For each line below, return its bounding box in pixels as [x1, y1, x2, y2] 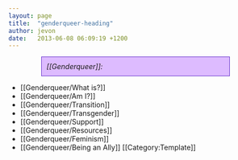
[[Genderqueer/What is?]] [19, 83, 106, 92]
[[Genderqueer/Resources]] [19, 125, 113, 135]
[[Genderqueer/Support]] [19, 117, 104, 127]
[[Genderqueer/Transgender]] [19, 109, 119, 118]
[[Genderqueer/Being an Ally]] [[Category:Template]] [19, 142, 196, 153]
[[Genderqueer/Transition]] [19, 100, 111, 109]
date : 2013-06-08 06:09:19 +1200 [8, 34, 128, 43]
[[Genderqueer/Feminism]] [19, 134, 109, 144]
